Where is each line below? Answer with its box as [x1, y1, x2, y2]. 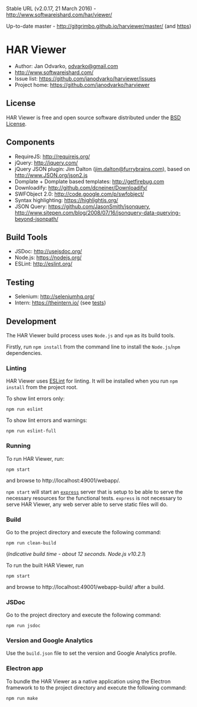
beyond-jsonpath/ [14, 215, 59, 222]
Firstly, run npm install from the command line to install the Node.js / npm [6, 343, 181, 350]
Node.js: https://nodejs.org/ [14, 254, 82, 261]
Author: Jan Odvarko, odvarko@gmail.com [14, 62, 119, 69]
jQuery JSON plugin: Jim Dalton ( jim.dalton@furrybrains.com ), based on [14, 165, 190, 172]
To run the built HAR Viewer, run [6, 561, 84, 569]
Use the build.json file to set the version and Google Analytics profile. [6, 649, 177, 657]
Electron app [6, 664, 44, 672]
